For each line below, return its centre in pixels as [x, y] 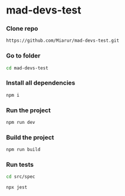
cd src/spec [21, 177]
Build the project [30, 137]
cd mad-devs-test [27, 68]
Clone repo [22, 29]
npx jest [17, 187]
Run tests [20, 164]
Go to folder [23, 56]
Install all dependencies [40, 83]
